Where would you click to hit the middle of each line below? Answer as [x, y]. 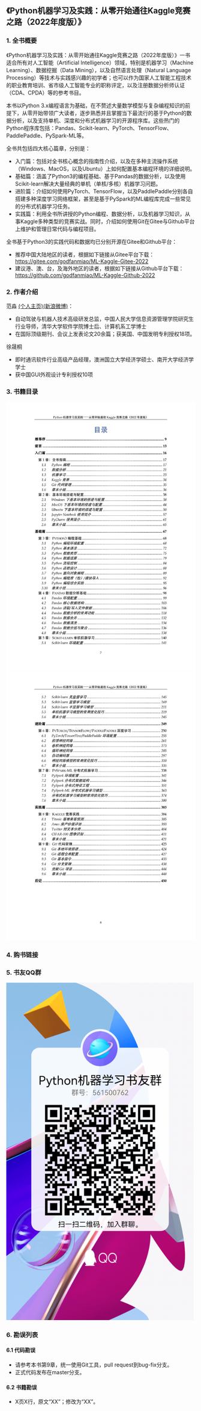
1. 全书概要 [22, 41]
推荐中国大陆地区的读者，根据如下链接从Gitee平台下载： [85, 254]
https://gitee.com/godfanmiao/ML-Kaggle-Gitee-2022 [82, 261]
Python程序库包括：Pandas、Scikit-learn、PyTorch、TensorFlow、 [89, 128]
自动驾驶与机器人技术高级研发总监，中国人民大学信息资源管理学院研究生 [104, 318]
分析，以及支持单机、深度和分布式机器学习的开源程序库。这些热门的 [95, 120]
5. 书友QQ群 [24, 972]
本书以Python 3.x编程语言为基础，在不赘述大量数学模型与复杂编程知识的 [96, 105]
